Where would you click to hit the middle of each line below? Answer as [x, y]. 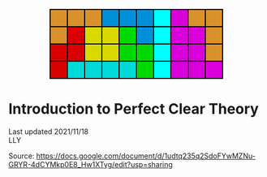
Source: [22, 156]
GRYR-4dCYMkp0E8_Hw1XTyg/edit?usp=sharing [90, 164]
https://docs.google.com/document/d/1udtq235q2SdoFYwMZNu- [146, 156]
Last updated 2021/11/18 [49, 132]
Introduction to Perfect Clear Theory [134, 109]
